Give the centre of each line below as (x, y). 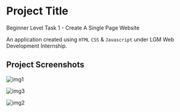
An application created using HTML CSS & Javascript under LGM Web (90, 39)
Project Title (37, 11)
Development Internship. (37, 46)
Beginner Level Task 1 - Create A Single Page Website (73, 28)
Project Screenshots (45, 65)
